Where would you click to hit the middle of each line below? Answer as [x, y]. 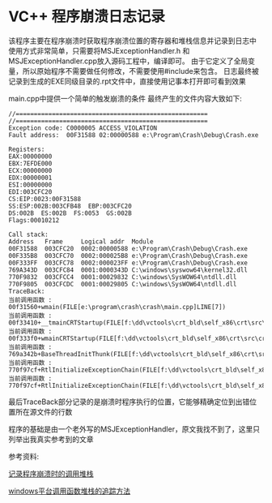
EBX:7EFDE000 [30, 163]
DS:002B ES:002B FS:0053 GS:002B [70, 213]
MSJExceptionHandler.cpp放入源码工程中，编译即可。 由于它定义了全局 [128, 61]
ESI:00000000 [30, 185]
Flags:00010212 [34, 220]
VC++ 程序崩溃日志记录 [87, 17]
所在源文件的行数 [44, 411]
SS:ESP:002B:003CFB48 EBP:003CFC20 [70, 206]
